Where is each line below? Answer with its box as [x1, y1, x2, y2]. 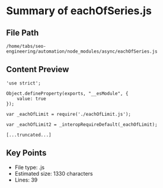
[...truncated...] [6, 132, 52, 138]
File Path [6, 28, 39, 38]
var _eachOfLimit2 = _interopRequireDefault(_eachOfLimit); [6, 121, 158, 128]
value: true [17, 96, 46, 102]
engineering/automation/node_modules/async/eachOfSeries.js [6, 48, 158, 54]
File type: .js [14, 164, 45, 171]
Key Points [6, 148, 47, 158]
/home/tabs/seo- [6, 43, 46, 49]
